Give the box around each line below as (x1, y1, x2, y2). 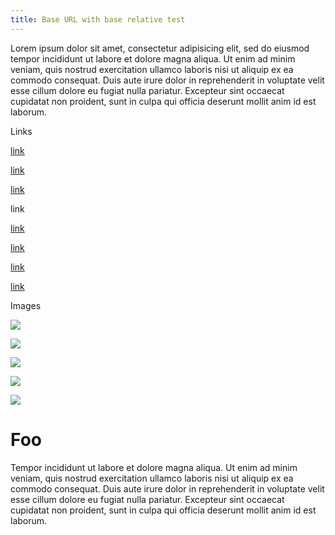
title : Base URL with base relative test (10, 14, 186, 25)
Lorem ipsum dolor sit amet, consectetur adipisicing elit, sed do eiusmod (10, 42, 310, 54)
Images (10, 299, 42, 311)
